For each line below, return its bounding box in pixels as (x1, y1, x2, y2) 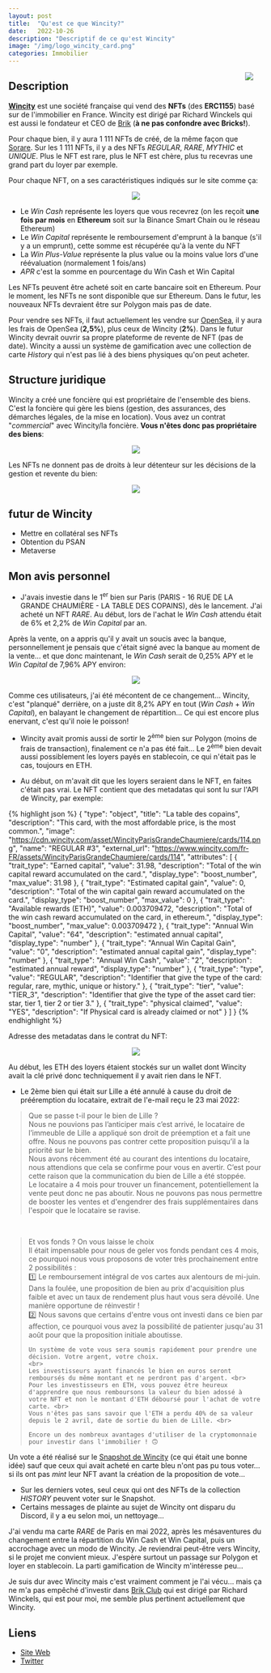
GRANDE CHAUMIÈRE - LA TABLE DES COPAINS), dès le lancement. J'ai (19, 600, 263, 610)
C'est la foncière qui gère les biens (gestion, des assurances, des (8, 403, 227, 413)
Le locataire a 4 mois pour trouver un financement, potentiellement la (28, 1180, 259, 1189)
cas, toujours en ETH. (19, 761, 93, 770)
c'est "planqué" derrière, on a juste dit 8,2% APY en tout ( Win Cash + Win (8, 698, 255, 709)
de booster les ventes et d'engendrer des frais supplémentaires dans (28, 1197, 259, 1207)
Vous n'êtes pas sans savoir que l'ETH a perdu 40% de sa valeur (28, 1410, 253, 1418)
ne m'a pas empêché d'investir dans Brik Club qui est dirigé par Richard (8, 1586, 248, 1595)
